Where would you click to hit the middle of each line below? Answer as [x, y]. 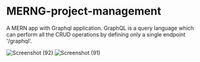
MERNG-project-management [84, 11]
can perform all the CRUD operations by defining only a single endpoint [96, 34]
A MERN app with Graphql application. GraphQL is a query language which [100, 28]
